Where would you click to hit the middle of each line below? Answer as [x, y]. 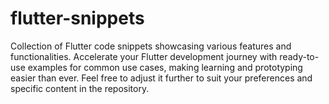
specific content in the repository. [80, 88]
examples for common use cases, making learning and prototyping [165, 67]
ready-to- [299, 56]
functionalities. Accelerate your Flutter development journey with [144, 56]
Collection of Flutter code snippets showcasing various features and [151, 46]
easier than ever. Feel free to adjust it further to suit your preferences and [161, 78]
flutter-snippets [77, 18]
